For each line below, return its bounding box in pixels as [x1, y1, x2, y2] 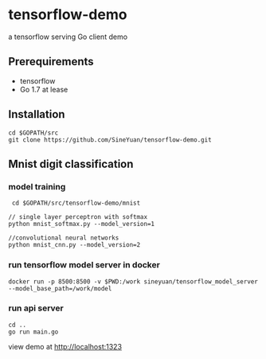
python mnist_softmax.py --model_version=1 [8, 220, 155, 228]
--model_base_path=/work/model [8, 284, 112, 292]
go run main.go [8, 328, 59, 336]
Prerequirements [8, 55, 94, 68]
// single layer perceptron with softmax [8, 213, 148, 221]
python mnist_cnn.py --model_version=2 [8, 241, 141, 249]
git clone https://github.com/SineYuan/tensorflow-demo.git [8, 135, 213, 144]
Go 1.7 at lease [19, 84, 68, 94]
